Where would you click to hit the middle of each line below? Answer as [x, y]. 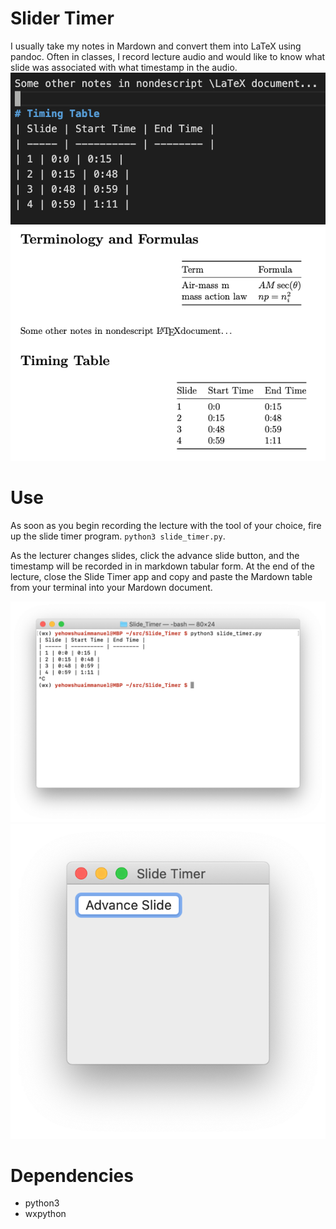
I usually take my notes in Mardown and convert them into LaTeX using [156, 46]
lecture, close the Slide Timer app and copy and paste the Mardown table [161, 577]
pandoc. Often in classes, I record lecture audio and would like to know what [168, 56]
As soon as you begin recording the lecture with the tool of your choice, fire [166, 526]
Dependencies [72, 1175]
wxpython [45, 1214]
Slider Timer [62, 18]
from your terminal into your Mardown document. [111, 588]
